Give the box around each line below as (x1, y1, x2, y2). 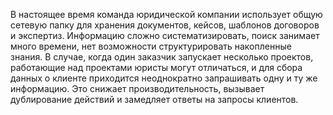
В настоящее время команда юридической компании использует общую (10, 9, 323, 20)
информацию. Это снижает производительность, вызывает (10, 83, 265, 94)
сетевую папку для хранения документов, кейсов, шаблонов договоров (10, 19, 320, 31)
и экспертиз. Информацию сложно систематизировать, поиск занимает (10, 30, 320, 41)
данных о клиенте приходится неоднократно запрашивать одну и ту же (10, 72, 318, 84)
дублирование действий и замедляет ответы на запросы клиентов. (10, 94, 299, 105)
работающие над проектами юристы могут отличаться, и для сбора (10, 62, 303, 73)
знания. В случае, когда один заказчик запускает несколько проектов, (10, 51, 314, 63)
